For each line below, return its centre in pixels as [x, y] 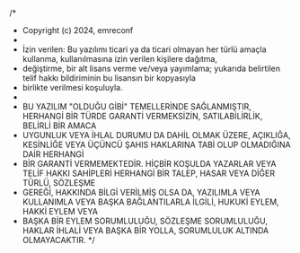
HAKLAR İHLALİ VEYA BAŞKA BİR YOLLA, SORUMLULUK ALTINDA [146, 231]
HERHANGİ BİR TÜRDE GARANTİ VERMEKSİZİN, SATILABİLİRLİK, [142, 116]
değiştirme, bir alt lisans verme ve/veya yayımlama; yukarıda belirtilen [151, 68]
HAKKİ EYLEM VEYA [60, 211]
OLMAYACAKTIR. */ [59, 240]
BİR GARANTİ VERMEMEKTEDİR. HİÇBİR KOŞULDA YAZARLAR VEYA [149, 164]
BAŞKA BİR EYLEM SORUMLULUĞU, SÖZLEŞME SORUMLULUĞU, [145, 221]
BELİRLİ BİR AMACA [59, 126]
